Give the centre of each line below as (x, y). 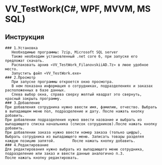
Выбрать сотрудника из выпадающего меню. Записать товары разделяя (75, 137)
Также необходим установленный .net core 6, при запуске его (74, 56)
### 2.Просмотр (20, 78)
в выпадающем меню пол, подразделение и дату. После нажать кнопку (75, 111)
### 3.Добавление (23, 103)
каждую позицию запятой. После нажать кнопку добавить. (70, 141)
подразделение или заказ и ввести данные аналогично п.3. (65, 153)
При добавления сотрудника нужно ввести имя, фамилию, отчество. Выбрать (81, 107)
